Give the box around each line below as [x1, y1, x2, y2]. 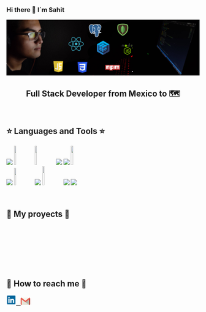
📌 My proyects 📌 [6, 209, 71, 220]
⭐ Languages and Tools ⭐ [6, 126, 105, 136]
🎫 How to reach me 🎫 [6, 278, 87, 289]
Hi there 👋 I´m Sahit [6, 6, 65, 14]
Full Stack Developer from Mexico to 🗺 [26, 88, 180, 98]
